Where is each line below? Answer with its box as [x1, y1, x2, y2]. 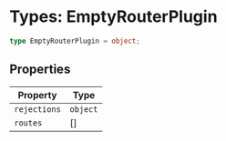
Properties [9, 62, 71, 77]
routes [14, 117, 43, 128]
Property [17, 88, 57, 101]
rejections [14, 104, 61, 115]
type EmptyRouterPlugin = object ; [9, 36, 141, 45]
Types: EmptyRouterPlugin [9, 6, 218, 27]
